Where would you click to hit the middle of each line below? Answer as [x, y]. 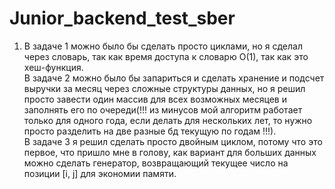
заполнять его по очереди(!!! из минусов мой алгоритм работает [163, 109]
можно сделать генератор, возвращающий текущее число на [156, 163]
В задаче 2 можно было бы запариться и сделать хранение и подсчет [174, 78]
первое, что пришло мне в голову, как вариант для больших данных [170, 152]
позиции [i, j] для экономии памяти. [100, 173]
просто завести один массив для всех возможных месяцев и [155, 99]
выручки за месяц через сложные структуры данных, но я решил [164, 88]
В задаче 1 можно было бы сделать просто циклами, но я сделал [163, 46]
